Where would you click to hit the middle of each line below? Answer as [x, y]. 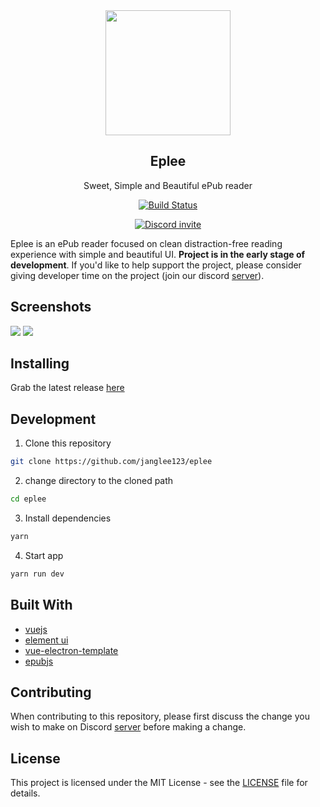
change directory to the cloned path [99, 481]
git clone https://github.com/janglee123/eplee [111, 462]
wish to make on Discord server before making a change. [128, 727]
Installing [40, 364]
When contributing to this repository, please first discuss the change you [160, 716]
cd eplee [28, 499]
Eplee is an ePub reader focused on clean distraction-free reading [146, 243]
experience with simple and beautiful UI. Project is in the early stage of [158, 254]
